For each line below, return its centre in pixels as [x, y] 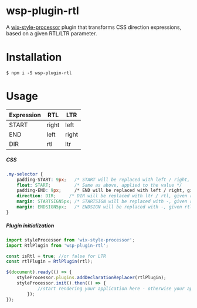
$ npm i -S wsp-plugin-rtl [39, 73]
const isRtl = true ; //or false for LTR [56, 256]
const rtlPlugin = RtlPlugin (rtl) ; [50, 261]
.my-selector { [25, 174]
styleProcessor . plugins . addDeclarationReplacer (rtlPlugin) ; [91, 278]
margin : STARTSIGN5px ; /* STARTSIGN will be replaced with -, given [102, 201]
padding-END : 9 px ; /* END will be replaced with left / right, [101, 191]
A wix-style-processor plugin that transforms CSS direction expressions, [94, 27]
